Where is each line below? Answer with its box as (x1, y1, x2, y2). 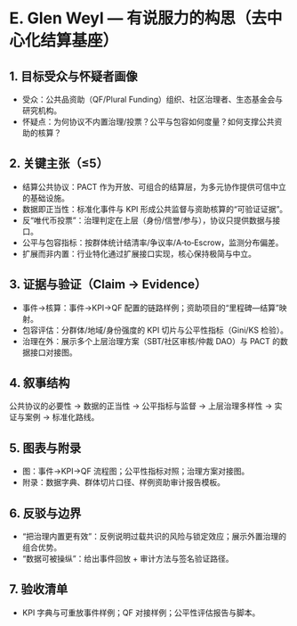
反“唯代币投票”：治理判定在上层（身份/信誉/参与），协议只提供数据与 (21, 215, 273, 226)
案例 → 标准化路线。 (24, 412, 100, 423)
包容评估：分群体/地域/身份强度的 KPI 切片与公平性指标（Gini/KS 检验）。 (21, 325, 289, 335)
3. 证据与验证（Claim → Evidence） (9, 277, 207, 292)
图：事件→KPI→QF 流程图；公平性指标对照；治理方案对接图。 (21, 465, 250, 477)
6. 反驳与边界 (9, 506, 82, 521)
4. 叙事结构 (9, 375, 70, 391)
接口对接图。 (29, 347, 77, 358)
